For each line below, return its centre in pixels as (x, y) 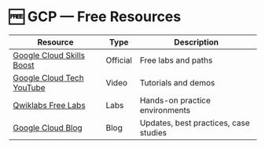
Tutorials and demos (177, 82)
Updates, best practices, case (195, 123)
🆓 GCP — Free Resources (95, 17)
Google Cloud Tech (49, 78)
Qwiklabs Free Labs (49, 105)
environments (165, 110)
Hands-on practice (175, 100)
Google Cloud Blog (48, 128)
